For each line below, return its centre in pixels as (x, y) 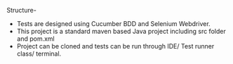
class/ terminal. (39, 53)
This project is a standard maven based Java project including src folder (121, 31)
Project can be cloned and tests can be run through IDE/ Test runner (115, 46)
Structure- (21, 10)
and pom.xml (35, 39)
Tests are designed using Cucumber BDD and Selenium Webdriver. (114, 24)
